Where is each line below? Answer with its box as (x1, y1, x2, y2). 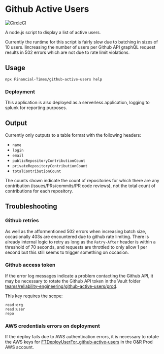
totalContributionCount (12, 169, 62, 174)
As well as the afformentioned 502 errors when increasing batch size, (5, 228, 146, 234)
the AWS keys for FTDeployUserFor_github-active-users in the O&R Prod (5, 339, 153, 345)
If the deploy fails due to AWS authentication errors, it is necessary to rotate (5, 334, 159, 340)
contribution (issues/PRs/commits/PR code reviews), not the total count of (5, 183, 156, 189)
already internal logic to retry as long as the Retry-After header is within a (5, 238, 156, 245)
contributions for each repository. (5, 188, 73, 194)
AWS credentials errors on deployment (5, 322, 100, 329)
